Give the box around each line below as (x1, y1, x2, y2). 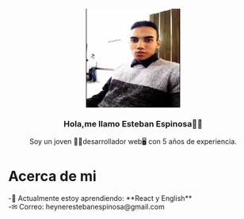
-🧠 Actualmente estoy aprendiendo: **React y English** (8, 194, 193, 203)
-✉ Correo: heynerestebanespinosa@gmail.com (8, 202, 165, 212)
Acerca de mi (8, 168, 97, 186)
